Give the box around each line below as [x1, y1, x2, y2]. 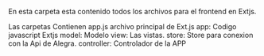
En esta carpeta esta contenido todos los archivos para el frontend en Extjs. [8, 7, 257, 16]
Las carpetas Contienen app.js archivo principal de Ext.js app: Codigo [8, 22, 237, 31]
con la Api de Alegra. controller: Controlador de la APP [8, 39, 187, 48]
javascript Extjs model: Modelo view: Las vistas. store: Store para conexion [8, 31, 254, 39]
